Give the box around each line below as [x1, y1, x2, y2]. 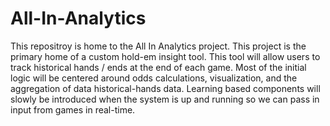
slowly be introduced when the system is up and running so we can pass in [10, 93, 320, 105]
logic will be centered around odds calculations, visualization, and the [10, 72, 298, 84]
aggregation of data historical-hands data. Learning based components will [10, 82, 321, 94]
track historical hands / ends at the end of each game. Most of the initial [10, 61, 307, 73]
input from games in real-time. [10, 103, 136, 116]
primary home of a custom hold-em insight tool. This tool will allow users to [10, 50, 321, 62]
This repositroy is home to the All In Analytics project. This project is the [10, 40, 307, 52]
